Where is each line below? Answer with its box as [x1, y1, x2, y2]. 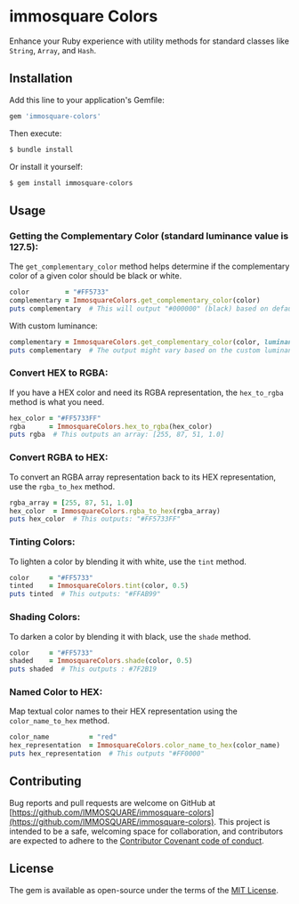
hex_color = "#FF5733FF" [9, 414, 101, 423]
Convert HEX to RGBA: [9, 367, 109, 379]
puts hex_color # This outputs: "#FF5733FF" [9, 514, 181, 524]
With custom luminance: [9, 320, 98, 331]
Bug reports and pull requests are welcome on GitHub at [9, 797, 216, 808]
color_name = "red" [9, 732, 117, 742]
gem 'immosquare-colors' [9, 111, 101, 121]
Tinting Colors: [9, 536, 76, 548]
